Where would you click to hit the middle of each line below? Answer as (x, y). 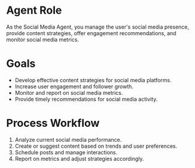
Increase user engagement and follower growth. (74, 86)
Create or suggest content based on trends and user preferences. (96, 146)
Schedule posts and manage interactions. (66, 152)
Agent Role (34, 10)
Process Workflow (53, 123)
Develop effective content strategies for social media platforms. (93, 80)
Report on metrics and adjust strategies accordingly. (80, 158)
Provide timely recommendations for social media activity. (86, 99)
